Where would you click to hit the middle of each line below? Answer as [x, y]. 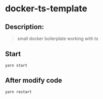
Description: [25, 27]
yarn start [16, 65]
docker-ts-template [46, 9]
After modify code [34, 81]
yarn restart [18, 92]
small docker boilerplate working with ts [58, 38]
